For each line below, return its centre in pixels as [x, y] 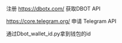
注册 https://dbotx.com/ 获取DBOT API [53, 9]
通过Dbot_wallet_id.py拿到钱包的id [48, 34]
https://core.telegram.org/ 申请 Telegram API [61, 21]
